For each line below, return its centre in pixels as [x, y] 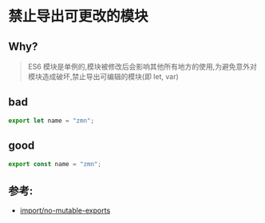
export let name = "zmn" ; [51, 121]
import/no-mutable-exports [65, 211]
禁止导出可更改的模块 [79, 16]
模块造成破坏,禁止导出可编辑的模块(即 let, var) [103, 76]
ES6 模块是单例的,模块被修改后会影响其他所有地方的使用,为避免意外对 [142, 66]
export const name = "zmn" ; [55, 164]
